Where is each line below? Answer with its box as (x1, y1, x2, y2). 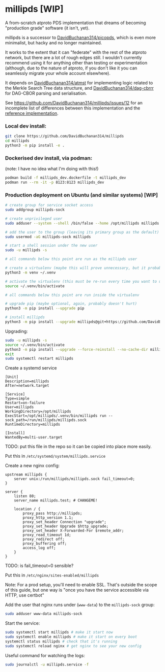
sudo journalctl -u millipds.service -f (5, 662, 89, 667)
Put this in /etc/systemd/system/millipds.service (5, 453, 106, 459)
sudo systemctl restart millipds (5, 356, 74, 361)
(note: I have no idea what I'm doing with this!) (5, 166, 99, 172)
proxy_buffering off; (23, 541, 67, 546)
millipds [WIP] (5, 3, 64, 15)
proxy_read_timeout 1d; (23, 533, 71, 538)
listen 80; (14, 494, 36, 499)
